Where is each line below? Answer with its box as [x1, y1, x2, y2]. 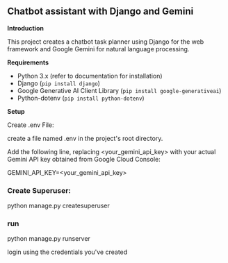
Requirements [7, 58, 49, 67]
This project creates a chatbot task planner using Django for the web [7, 37, 204, 46]
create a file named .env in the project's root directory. [7, 134, 163, 142]
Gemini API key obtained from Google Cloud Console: [7, 155, 161, 163]
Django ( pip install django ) [17, 79, 101, 87]
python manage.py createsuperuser [7, 201, 110, 210]
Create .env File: [7, 121, 54, 129]
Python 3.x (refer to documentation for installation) [17, 71, 163, 80]
